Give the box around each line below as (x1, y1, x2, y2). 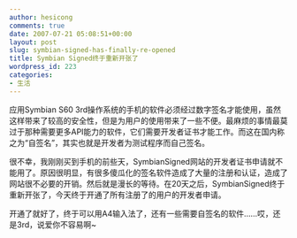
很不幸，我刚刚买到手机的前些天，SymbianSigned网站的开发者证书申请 (9, 156, 268, 166)
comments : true (9, 21, 65, 30)
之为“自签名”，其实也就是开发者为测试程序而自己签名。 (9, 137, 210, 148)
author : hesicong (9, 12, 73, 22)
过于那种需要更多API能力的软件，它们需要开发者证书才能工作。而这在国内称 (9, 126, 286, 137)
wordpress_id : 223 (9, 63, 77, 72)
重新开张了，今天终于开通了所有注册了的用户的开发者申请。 (9, 189, 226, 200)
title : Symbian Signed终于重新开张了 (9, 54, 139, 63)
